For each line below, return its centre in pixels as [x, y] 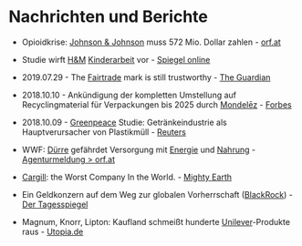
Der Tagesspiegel [55, 204]
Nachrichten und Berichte [109, 17]
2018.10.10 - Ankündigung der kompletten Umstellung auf [129, 95]
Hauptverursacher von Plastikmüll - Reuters [104, 132]
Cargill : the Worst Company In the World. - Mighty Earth [126, 177]
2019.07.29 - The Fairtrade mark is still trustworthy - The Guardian [146, 77]
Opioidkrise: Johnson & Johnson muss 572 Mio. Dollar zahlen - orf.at [151, 42]
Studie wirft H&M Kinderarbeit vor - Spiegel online [116, 59]
